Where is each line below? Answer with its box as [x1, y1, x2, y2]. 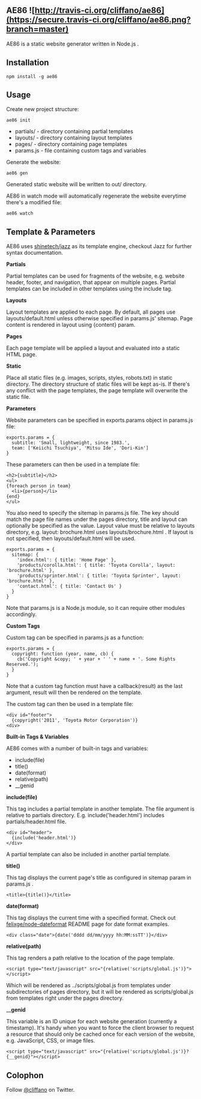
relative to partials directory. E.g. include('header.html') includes [6, 812, 165, 819]
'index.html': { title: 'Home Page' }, [17, 557, 117, 563]
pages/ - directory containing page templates [14, 141, 128, 148]
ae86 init [6, 117, 31, 123]
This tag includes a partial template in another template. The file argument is [6, 805, 195, 812]
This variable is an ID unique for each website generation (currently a [6, 1018, 177, 1025]
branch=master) [6, 24, 69, 34]
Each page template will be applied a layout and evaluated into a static [6, 344, 180, 352]
